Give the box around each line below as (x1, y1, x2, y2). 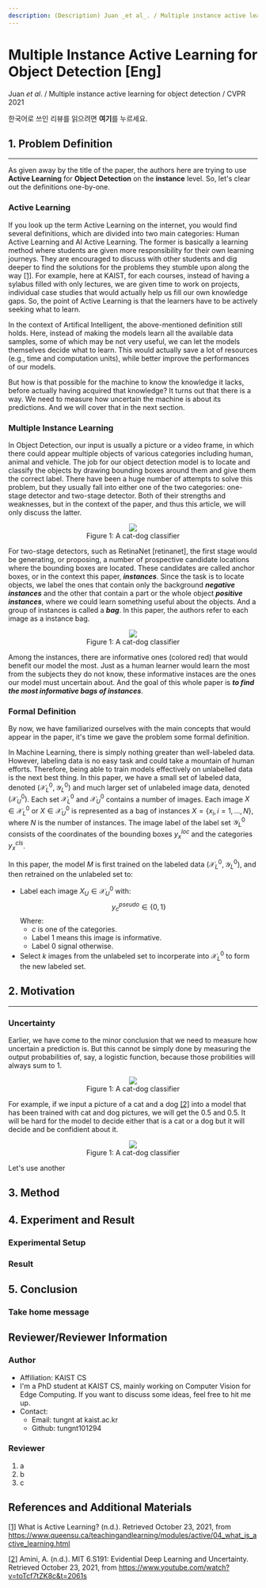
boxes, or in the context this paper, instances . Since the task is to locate (8, 572, 245, 581)
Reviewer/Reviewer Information (8, 1331, 168, 1345)
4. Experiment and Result (8, 1213, 135, 1226)
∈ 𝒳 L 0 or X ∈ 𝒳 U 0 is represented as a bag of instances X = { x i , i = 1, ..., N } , (8, 805, 254, 817)
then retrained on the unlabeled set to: (8, 870, 133, 879)
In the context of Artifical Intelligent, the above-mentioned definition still (8, 320, 243, 329)
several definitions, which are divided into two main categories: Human (8, 228, 240, 238)
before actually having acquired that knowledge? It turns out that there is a (8, 385, 252, 395)
